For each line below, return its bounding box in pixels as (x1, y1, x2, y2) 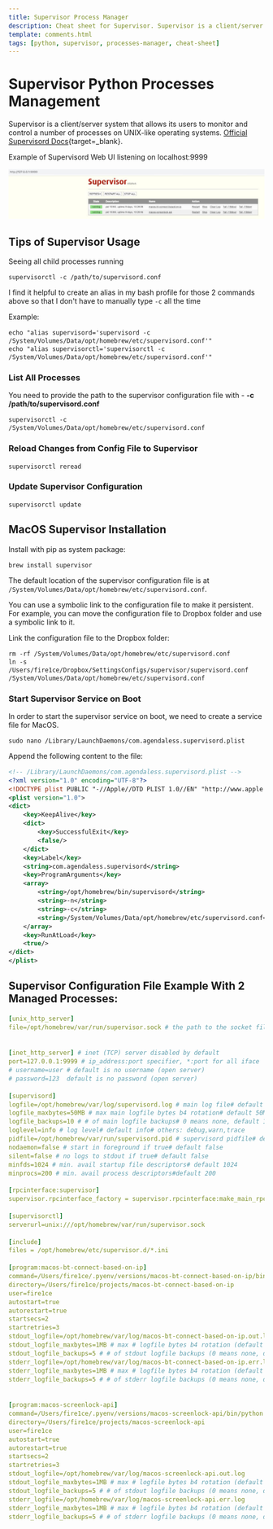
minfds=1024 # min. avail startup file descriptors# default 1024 (8, 1160, 238, 1168)
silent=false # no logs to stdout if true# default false (8, 1152, 209, 1160)
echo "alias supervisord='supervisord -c (8, 328, 151, 337)
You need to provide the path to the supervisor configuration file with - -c (8, 391, 254, 401)
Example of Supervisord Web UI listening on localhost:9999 (8, 152, 209, 162)
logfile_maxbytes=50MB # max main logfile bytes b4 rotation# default (8, 1109, 253, 1117)
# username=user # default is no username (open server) (8, 1067, 206, 1075)
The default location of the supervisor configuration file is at (8, 575, 210, 585)
